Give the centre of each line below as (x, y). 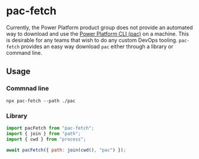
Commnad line (28, 89)
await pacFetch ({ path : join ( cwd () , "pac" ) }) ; (66, 150)
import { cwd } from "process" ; (46, 139)
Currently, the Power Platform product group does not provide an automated (99, 27)
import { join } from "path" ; (44, 133)
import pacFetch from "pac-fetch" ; (50, 128)
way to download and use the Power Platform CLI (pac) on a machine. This (97, 33)
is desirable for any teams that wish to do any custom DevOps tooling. (92, 40)
